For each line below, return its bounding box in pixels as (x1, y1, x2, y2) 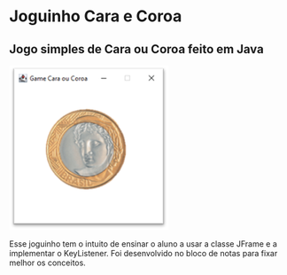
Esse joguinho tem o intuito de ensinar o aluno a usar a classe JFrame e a (9, 239, 277, 249)
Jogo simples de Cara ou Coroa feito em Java (9, 42, 264, 57)
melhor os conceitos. (9, 257, 86, 268)
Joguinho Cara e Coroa (9, 6, 182, 27)
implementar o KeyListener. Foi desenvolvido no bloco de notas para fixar (9, 248, 278, 258)
